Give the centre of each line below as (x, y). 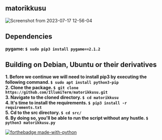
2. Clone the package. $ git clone (42, 88)
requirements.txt (24, 108)
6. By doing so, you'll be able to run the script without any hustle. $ (77, 118)
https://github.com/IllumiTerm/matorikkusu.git (57, 93)
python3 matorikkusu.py (30, 123)
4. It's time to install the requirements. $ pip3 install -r (66, 103)
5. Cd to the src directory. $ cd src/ (43, 113)
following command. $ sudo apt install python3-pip (62, 82)
